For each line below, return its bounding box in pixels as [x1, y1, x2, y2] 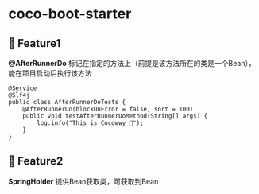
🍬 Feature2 [8, 154, 64, 168]
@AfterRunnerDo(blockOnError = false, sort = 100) [22, 105, 194, 113]
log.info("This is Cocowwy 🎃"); [37, 119, 145, 127]
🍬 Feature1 [8, 37, 61, 50]
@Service [8, 84, 37, 92]
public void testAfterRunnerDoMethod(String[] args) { [22, 112, 208, 120]
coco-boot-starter [8, 5, 132, 23]
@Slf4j [8, 91, 30, 99]
